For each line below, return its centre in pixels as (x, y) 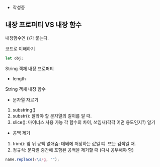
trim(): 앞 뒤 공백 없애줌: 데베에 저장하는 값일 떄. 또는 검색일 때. (74, 143)
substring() (24, 109)
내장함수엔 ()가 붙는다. (27, 38)
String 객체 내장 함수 (26, 89)
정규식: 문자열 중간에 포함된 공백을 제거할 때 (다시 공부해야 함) (73, 150)
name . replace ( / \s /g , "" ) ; (32, 159)
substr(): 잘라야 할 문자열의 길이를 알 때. (52, 116)
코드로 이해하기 (20, 48)
